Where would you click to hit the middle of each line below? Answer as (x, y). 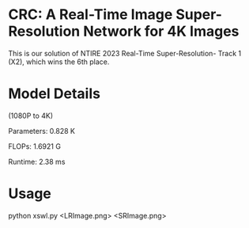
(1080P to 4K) (31, 116)
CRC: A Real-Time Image (91, 15)
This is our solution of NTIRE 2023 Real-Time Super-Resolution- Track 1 (125, 53)
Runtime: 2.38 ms (37, 161)
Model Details (55, 94)
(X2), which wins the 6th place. (59, 62)
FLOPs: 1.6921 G (35, 146)
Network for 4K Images (161, 31)
